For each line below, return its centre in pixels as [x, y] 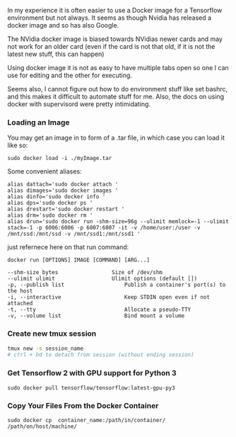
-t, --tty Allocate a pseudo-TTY [99, 310]
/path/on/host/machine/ [42, 426]
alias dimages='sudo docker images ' [63, 191]
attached [20, 304]
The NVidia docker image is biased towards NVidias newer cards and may [115, 39]
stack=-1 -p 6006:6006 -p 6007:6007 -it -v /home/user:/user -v [104, 228]
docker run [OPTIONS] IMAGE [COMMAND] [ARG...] [79, 260]
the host [20, 291]
